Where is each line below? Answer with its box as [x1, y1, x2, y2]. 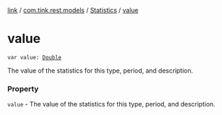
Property [7, 84, 39, 94]
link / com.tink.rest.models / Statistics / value [7, 6, 139, 14]
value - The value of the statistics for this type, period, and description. [7, 100, 216, 109]
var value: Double [7, 54, 62, 61]
